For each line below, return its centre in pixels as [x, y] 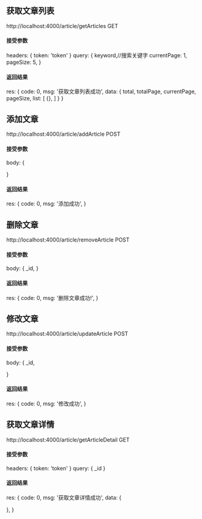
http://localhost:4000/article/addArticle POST [63, 134]
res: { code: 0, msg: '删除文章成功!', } [52, 298]
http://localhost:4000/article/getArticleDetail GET [68, 439]
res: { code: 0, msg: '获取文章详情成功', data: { [64, 498]
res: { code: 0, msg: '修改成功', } [46, 403]
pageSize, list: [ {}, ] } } [35, 99]
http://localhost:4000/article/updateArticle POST [68, 334]
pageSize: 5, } [24, 62]
